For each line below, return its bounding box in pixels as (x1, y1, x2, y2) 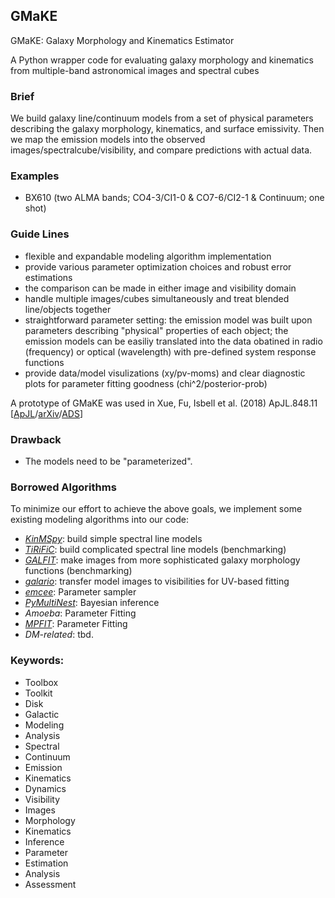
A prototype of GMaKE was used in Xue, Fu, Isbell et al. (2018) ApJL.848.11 (10, 397, 318, 409)
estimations (24, 271, 73, 283)
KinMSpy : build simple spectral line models (24, 533, 203, 545)
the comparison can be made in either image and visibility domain (24, 282, 297, 294)
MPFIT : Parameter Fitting (24, 618, 128, 630)
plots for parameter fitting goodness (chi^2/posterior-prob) (24, 377, 268, 389)
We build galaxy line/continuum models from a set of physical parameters (10, 112, 314, 124)
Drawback (10, 432, 62, 446)
